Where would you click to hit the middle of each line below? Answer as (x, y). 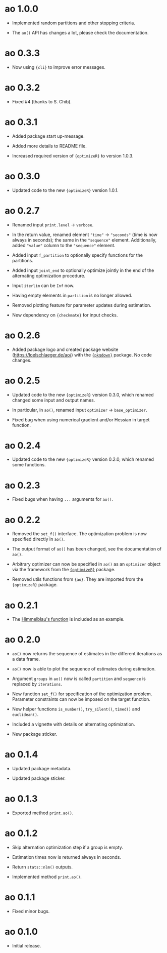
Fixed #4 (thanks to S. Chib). (42, 101)
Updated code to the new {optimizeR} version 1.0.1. (65, 190)
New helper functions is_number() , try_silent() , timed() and (76, 709)
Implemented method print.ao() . (47, 877)
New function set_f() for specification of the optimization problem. (82, 694)
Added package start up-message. (48, 136)
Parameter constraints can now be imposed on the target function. (81, 699)
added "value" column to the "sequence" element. (64, 245)
